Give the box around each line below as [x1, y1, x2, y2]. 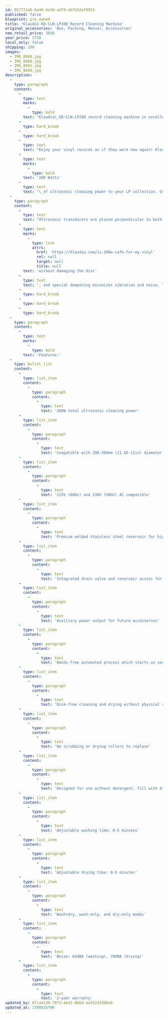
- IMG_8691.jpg [9, 63, 41, 68]
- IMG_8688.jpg [9, 54, 41, 59]
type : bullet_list [14, 362, 52, 367]
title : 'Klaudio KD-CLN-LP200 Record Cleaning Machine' [5, 21, 124, 27]
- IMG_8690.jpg [9, 68, 41, 73]
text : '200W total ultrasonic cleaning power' [40, 408, 140, 414]
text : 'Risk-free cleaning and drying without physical [40, 702, 160, 707]
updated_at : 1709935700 [5, 1005, 55, 1010]
